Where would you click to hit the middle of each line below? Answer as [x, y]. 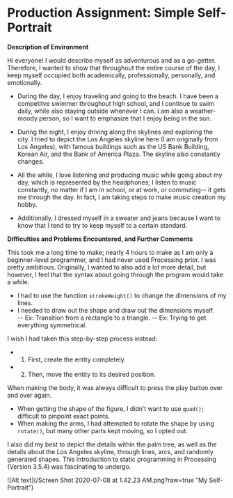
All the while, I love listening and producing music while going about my [120, 175]
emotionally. [25, 82]
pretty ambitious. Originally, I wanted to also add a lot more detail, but [107, 267]
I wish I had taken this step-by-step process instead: [82, 339]
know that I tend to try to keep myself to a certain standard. [102, 225]
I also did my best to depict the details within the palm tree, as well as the [112, 444]
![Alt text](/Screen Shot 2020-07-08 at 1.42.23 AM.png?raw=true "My [107, 480]
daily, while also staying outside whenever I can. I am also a [103, 111]
